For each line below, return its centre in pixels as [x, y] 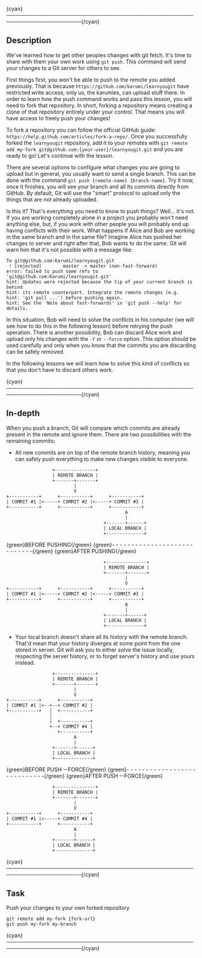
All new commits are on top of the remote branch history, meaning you [103, 452]
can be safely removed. [36, 351]
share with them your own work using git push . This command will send [96, 61]
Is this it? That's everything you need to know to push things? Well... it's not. [101, 211]
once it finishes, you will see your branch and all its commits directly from [97, 186]
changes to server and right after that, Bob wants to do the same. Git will [96, 243]
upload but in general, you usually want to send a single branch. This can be [101, 173]
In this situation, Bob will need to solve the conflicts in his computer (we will [100, 319]
